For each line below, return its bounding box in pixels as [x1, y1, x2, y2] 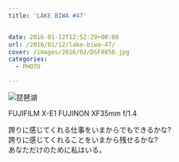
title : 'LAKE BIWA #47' [8, 11, 88, 20]
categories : [8, 55, 48, 64]
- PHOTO [15, 63, 41, 71]
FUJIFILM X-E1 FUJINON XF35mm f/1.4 [8, 109, 138, 118]
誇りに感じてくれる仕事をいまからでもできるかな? [8, 125, 172, 134]
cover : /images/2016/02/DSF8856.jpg [8, 48, 130, 56]
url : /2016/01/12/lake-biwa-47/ [8, 41, 115, 49]
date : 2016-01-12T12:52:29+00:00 [8, 33, 119, 41]
